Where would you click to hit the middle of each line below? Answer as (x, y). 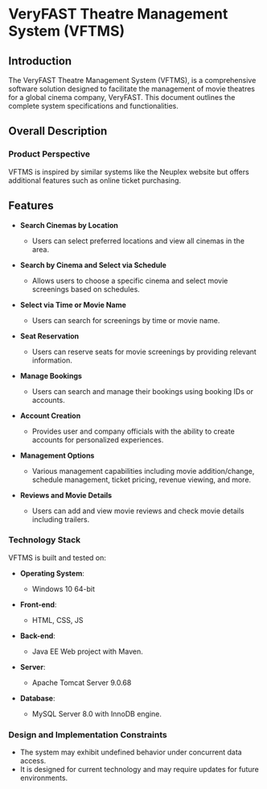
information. (52, 360)
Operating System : (52, 573)
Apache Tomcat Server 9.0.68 (82, 683)
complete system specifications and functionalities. (94, 106)
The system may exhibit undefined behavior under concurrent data (131, 752)
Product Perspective (49, 154)
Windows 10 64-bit (63, 588)
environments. (44, 778)
